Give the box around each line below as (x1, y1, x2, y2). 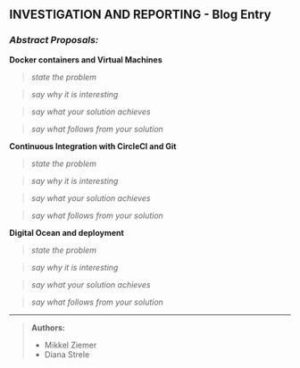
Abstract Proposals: (9, 34, 99, 46)
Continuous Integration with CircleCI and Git (9, 140, 177, 151)
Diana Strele (44, 348, 90, 360)
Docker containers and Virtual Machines (9, 54, 162, 65)
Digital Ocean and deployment (9, 227, 125, 238)
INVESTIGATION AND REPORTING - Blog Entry (9, 7, 271, 22)
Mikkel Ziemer (44, 339, 97, 350)
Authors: (30, 322, 65, 333)
